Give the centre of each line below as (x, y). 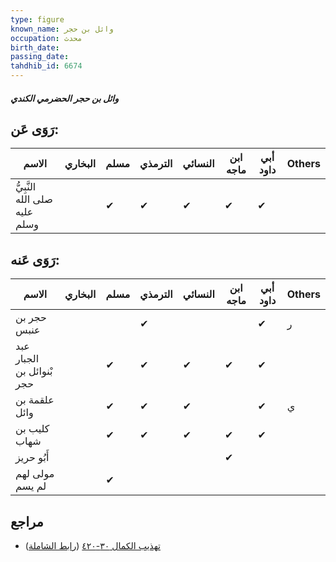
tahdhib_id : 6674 (46, 66)
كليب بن (32, 429)
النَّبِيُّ (26, 187)
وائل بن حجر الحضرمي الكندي (65, 98)
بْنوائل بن (34, 371)
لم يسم (31, 486)
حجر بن (31, 318)
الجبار (27, 359)
